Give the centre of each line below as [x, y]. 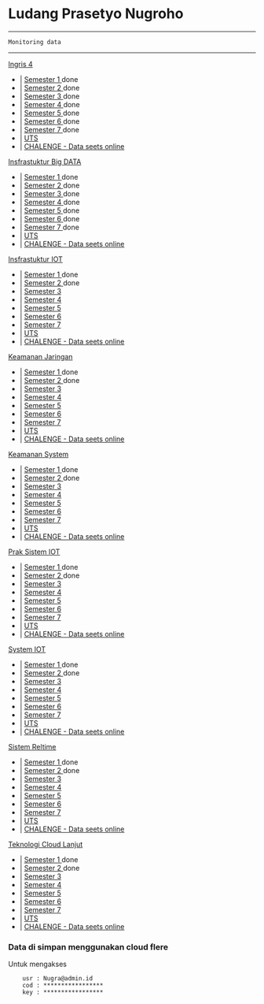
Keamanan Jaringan [40, 356]
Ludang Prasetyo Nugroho [96, 14]
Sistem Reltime [32, 746]
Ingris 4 [20, 64]
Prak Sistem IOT [34, 552]
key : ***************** [63, 993]
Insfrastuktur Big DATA [45, 162]
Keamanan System [38, 454]
